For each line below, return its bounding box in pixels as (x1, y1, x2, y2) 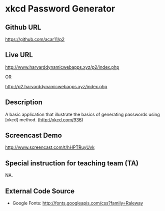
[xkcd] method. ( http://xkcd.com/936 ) (5, 116, 83, 123)
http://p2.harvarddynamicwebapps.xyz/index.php (5, 83, 107, 89)
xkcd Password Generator (5, 3, 115, 15)
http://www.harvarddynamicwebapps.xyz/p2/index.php (5, 64, 119, 70)
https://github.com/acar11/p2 (5, 36, 65, 42)
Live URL (5, 51, 33, 59)
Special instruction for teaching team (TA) (5, 159, 139, 167)
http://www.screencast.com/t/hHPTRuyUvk (5, 144, 95, 150)
